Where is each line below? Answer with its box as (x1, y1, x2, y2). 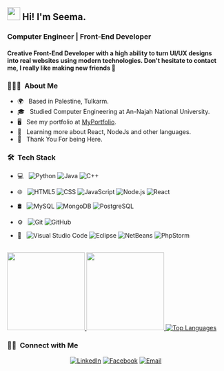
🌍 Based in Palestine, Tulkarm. (17, 97, 109, 106)
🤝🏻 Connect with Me (7, 341, 79, 350)
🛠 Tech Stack (7, 153, 57, 162)
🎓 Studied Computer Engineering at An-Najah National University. (17, 108, 210, 116)
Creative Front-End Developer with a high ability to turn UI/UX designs (7, 49, 212, 57)
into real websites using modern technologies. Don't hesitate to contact (7, 56, 217, 64)
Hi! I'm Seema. (21, 11, 86, 23)
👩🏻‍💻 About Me (7, 81, 59, 91)
